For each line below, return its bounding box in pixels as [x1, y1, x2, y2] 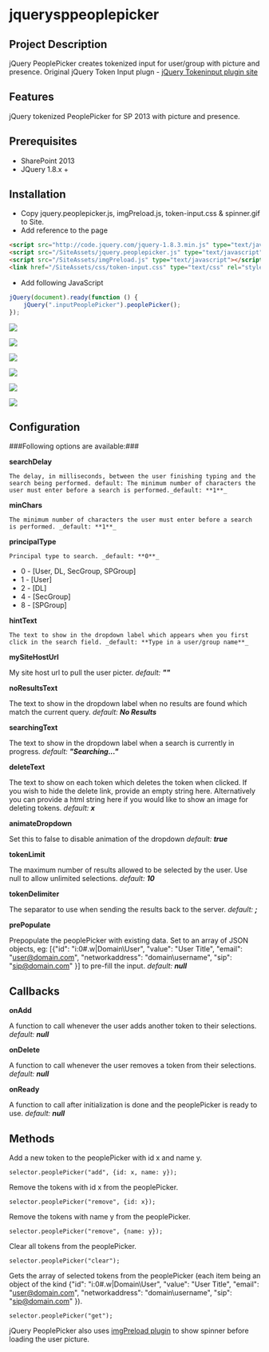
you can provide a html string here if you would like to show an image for [9, 795, 248, 804]
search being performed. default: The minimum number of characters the [9, 480, 256, 488]
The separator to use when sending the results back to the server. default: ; [9, 905, 258, 915]
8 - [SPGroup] [20, 600, 67, 610]
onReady [9, 1085, 40, 1095]
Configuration [9, 420, 81, 433]
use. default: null [9, 1109, 65, 1119]
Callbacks [9, 984, 61, 998]
